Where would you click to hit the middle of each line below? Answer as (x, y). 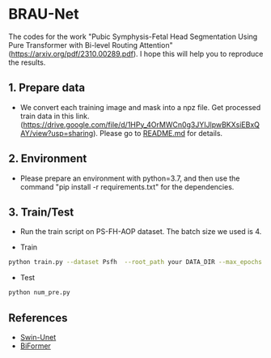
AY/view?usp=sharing (57, 133)
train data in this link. (55, 116)
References (38, 318)
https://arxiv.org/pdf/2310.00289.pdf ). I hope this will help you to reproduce (137, 53)
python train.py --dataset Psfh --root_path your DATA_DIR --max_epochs (135, 262)
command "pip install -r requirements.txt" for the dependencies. (127, 186)
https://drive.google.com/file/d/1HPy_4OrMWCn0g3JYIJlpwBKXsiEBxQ (142, 124)
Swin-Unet (38, 337)
